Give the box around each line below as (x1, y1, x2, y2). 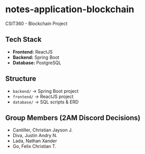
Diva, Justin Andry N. (12, 133, 57, 139)
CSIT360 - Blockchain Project (5, 20, 68, 27)
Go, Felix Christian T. (12, 143, 57, 149)
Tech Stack (5, 35, 42, 44)
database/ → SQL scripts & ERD (12, 98, 79, 105)
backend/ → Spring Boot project (12, 88, 79, 94)
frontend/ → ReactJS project (12, 93, 74, 99)
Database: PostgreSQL (12, 60, 62, 66)
